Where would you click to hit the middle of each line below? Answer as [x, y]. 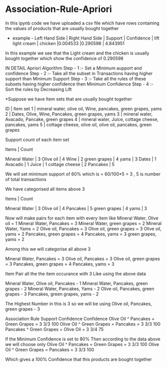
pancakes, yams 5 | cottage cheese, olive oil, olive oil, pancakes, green [78, 124]
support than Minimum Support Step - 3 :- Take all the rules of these [76, 78]
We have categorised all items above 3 [45, 189]
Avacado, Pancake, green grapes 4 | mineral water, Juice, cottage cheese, [82, 119]
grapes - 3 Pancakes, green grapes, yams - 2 [52, 294]
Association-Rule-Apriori [59, 9]
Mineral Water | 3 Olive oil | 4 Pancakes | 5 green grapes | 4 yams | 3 [76, 208]
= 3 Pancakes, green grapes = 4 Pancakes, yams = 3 [60, 264]
